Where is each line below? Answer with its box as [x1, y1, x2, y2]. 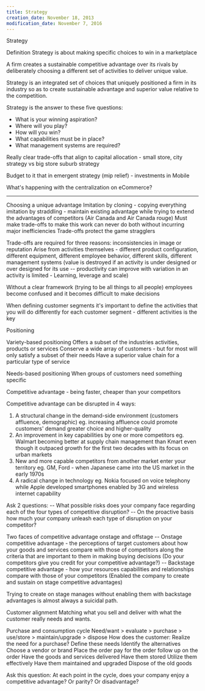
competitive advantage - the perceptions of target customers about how [6, 539, 188, 547]
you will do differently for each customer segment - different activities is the [6, 308, 197, 316]
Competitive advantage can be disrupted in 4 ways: [6, 400, 136, 407]
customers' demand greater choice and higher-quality [15, 425, 151, 432]
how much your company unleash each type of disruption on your [6, 515, 173, 522]
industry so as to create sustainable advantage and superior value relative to [6, 86, 199, 93]
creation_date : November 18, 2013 [6, 15, 95, 21]
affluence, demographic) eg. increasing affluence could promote [15, 418, 178, 426]
